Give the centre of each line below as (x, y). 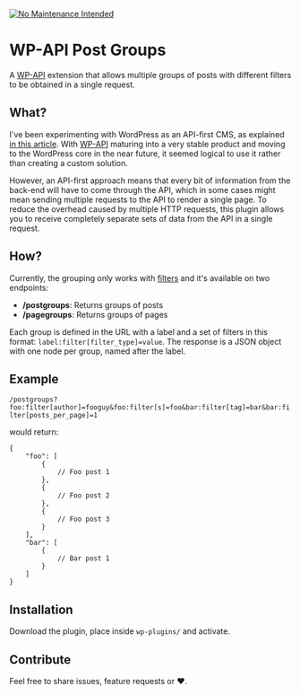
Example (34, 378)
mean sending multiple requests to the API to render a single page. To (138, 199)
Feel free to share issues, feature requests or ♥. (99, 681)
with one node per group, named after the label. (98, 351)
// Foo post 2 (83, 496)
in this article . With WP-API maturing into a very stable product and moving (147, 144)
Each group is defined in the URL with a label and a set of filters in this (139, 331)
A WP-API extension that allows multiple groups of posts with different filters (150, 75)
